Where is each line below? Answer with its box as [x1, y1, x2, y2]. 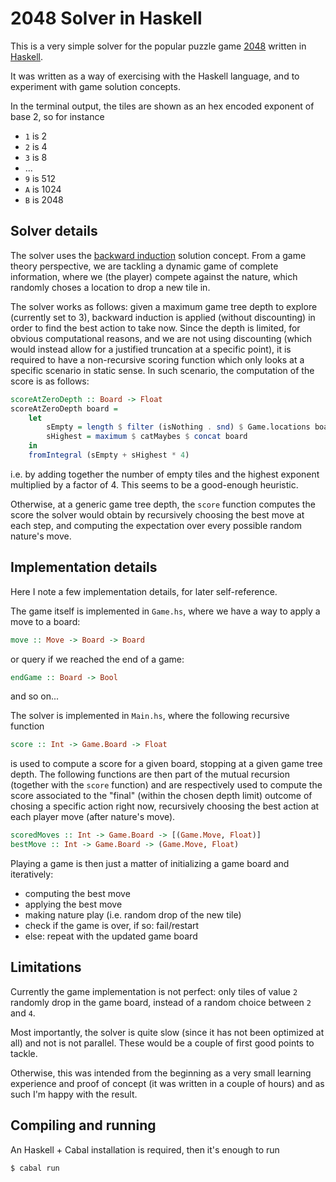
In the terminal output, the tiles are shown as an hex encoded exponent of [10, 100, 315, 112]
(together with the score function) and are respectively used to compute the [10, 779, 323, 791]
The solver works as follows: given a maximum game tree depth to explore [10, 300, 318, 312]
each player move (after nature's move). [10, 811, 176, 823]
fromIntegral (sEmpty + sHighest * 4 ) [28, 450, 190, 460]
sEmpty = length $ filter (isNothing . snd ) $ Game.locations [46, 422, 311, 432]
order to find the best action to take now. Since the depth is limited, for [10, 322, 301, 334]
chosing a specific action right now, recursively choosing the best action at [10, 800, 320, 812]
